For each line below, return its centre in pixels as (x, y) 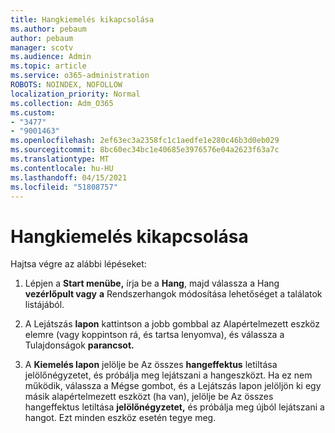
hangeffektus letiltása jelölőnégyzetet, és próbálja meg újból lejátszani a (174, 407)
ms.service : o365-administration (80, 76)
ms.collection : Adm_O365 (62, 103)
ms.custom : (33, 112)
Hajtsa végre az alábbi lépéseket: (78, 264)
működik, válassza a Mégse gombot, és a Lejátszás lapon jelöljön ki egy (173, 386)
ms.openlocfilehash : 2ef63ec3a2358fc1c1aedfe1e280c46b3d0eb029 (145, 141)
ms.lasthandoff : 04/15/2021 (69, 177)
